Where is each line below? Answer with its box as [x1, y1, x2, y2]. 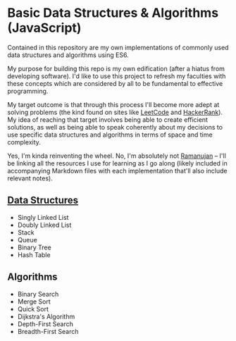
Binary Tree [17, 243, 51, 252]
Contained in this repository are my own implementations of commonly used [7, 43, 229, 51]
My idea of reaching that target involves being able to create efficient [7, 115, 208, 124]
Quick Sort [17, 304, 49, 313]
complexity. [7, 137, 41, 146]
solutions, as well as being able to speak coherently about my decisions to [7, 123, 223, 131]
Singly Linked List [17, 213, 69, 221]
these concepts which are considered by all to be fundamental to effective [7, 79, 223, 87]
